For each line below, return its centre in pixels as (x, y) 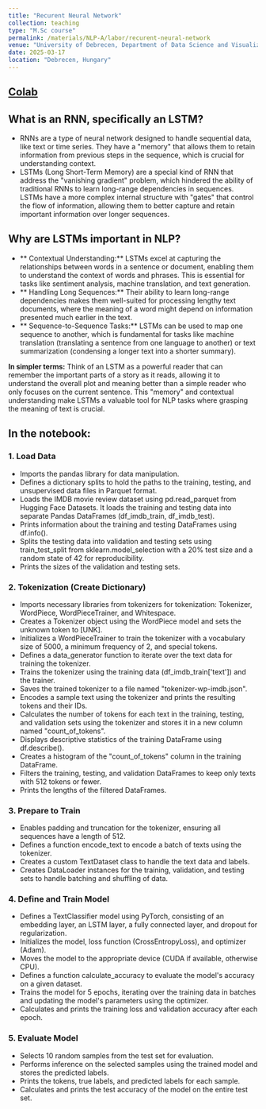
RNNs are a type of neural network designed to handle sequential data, (135, 138)
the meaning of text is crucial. (57, 408)
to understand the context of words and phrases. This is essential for (132, 275)
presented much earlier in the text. (76, 317)
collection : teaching (44, 23)
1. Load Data (32, 456)
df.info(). (34, 532)
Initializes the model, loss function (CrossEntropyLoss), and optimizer (133, 941)
